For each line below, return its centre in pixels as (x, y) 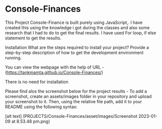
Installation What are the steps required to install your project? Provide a (77, 47)
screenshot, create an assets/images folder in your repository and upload (78, 96)
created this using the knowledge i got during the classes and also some (77, 27)
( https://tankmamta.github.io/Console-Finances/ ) (54, 72)
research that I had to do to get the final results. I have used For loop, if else (81, 33)
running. (13, 57)
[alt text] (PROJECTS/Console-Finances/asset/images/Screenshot (71, 116)
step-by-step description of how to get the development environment (74, 53)
